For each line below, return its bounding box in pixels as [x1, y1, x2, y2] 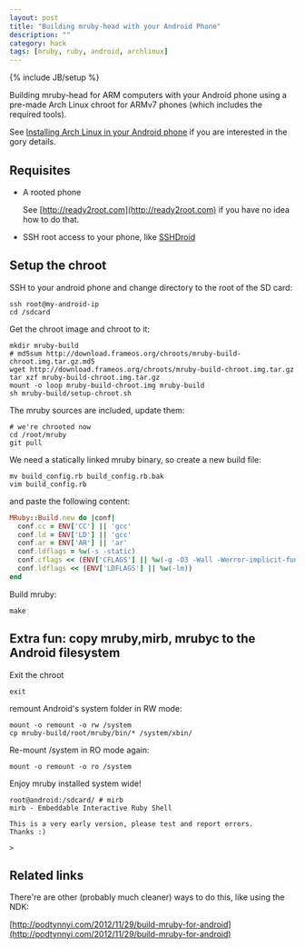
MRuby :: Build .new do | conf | [9, 513, 116, 523]
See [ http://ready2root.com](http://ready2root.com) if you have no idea [22, 204, 290, 215]
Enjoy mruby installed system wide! [9, 778, 142, 789]
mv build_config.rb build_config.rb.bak [9, 472, 165, 481]
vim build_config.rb [9, 479, 88, 489]
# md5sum [9, 349, 43, 358]
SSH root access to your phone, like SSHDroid [22, 231, 196, 242]
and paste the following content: [9, 495, 130, 506]
